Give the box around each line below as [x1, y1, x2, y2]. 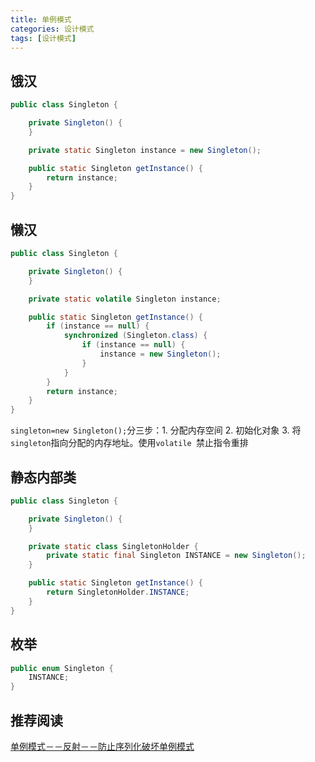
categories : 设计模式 [10, 24, 95, 34]
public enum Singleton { [10, 663, 114, 673]
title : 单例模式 [10, 14, 72, 25]
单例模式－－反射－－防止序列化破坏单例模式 [10, 740, 195, 752]
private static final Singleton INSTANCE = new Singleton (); [46, 551, 307, 561]
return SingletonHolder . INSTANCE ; [46, 587, 190, 598]
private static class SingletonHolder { [28, 541, 199, 551]
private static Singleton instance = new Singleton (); [28, 145, 262, 155]
